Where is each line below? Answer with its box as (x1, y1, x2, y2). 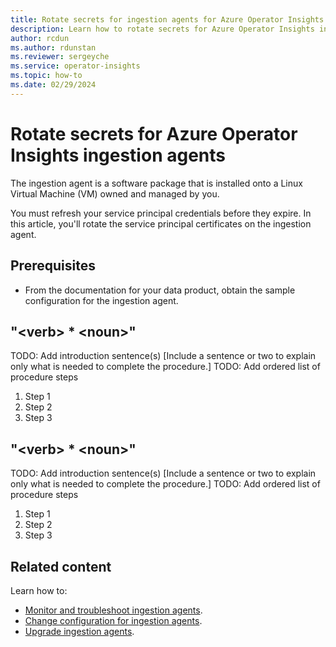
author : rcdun (10, 33, 70, 43)
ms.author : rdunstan (10, 42, 97, 53)
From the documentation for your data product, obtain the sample (24, 284, 296, 296)
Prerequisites (10, 257, 96, 275)
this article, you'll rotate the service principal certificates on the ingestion (10, 217, 312, 230)
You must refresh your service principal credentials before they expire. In (10, 207, 312, 219)
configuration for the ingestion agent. (24, 294, 179, 306)
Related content (10, 558, 112, 575)
